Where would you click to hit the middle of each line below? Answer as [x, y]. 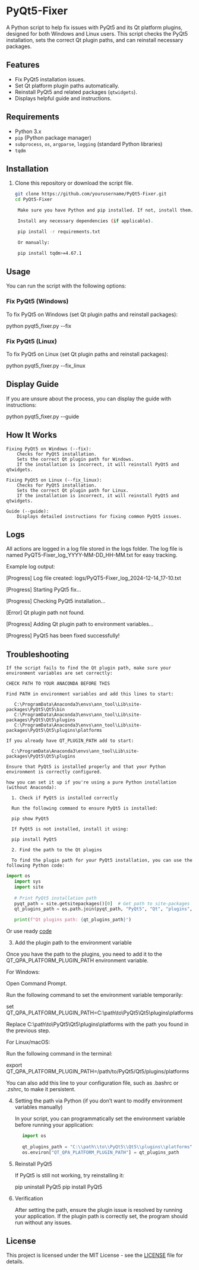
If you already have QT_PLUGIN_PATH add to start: [70, 741]
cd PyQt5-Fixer [34, 200]
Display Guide [33, 384]
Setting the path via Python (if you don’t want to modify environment [99, 1101]
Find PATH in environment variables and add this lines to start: [90, 694]
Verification [29, 1198]
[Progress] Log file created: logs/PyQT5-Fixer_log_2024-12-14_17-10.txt [94, 578]
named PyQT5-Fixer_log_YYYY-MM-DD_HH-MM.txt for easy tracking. [92, 555]
